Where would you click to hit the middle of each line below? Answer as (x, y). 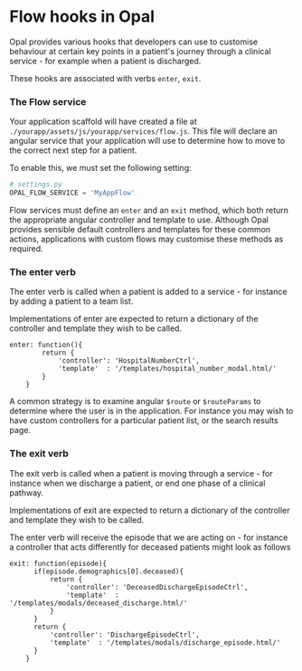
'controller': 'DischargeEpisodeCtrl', (125, 635)
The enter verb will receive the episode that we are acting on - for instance (149, 537)
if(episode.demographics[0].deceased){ (108, 572)
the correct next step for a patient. (73, 150)
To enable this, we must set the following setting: (100, 168)
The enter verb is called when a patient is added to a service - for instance (148, 292)
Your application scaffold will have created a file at (103, 122)
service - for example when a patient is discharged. (105, 61)
